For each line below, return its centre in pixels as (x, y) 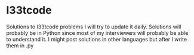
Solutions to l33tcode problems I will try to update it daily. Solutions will (94, 27)
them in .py (20, 46)
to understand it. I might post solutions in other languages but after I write (96, 39)
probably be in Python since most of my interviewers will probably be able (97, 33)
